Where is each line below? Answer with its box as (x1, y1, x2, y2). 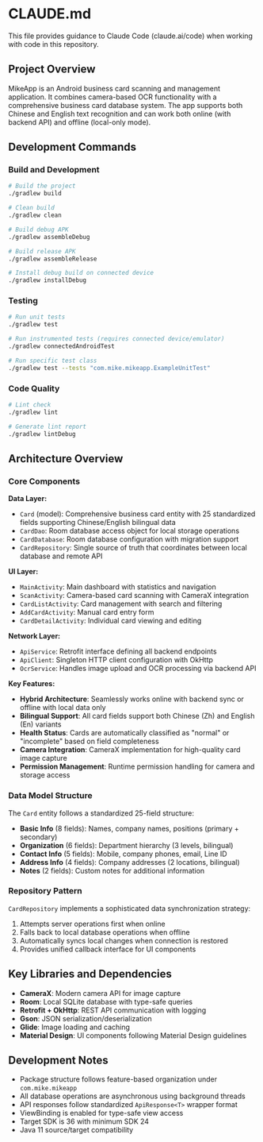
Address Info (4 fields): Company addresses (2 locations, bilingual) (19, 857, 240, 866)
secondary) (19, 831, 58, 842)
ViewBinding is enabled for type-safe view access (19, 1109, 184, 1118)
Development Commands (8, 141, 137, 154)
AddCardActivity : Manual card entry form (19, 608, 154, 617)
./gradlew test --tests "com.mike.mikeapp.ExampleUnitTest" (8, 364, 212, 372)
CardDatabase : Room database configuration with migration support (19, 534, 239, 544)
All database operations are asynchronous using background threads (19, 1091, 246, 1101)
